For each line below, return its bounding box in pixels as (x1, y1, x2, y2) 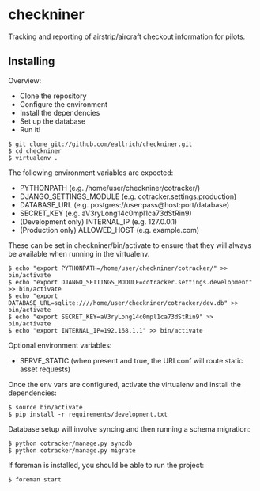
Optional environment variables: (8, 341, 112, 350)
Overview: (8, 75, 42, 85)
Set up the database (19, 116, 86, 126)
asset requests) (19, 364, 71, 374)
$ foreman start (8, 475, 62, 484)
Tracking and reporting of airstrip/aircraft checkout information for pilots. (8, 32, 246, 41)
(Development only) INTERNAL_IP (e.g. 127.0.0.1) (19, 216, 178, 226)
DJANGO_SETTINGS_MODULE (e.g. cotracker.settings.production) (19, 192, 237, 201)
